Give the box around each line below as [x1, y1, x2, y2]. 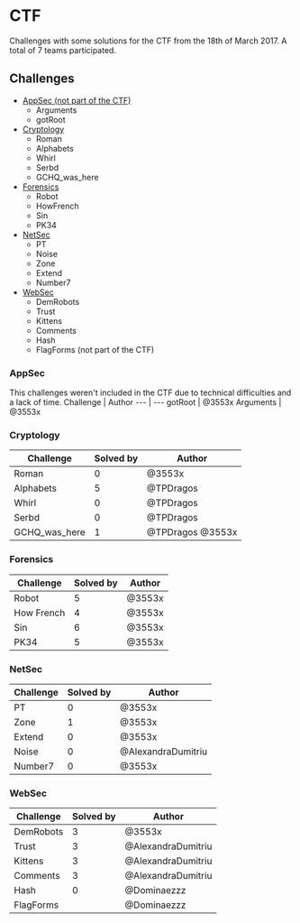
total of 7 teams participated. [9, 44, 117, 55]
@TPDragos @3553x [147, 526, 238, 539]
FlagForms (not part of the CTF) [35, 344, 155, 355]
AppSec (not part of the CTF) [22, 95, 132, 106]
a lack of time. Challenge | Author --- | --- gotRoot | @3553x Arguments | [9, 397, 282, 408]
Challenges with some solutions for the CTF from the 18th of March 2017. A [9, 35, 287, 46]
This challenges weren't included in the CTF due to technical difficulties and [9, 387, 292, 398]
